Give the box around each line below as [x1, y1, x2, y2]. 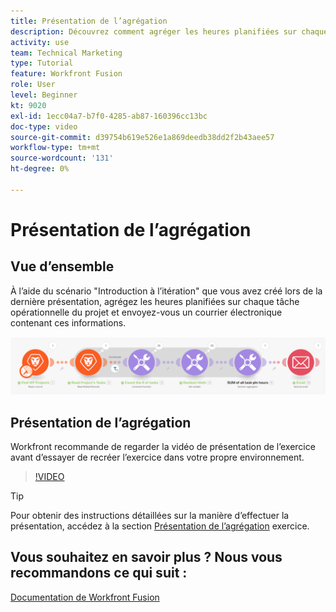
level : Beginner [10, 90, 78, 100]
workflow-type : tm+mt [10, 143, 101, 153]
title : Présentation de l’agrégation [10, 16, 168, 26]
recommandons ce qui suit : [10, 565, 188, 582]
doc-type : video [10, 121, 78, 132]
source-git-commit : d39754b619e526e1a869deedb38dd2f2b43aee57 [10, 132, 275, 142]
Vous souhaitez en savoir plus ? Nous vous [10, 549, 283, 566]
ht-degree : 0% [10, 164, 70, 174]
